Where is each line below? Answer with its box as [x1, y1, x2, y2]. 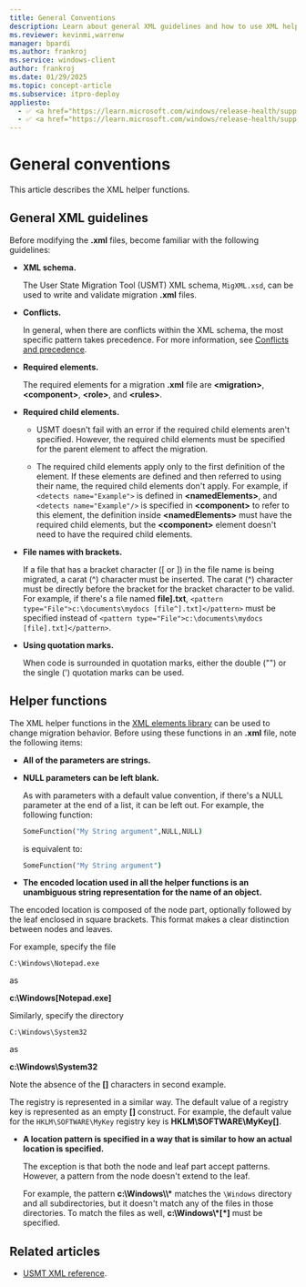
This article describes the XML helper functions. [9, 184, 190, 196]
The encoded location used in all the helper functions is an [22, 877, 249, 888]
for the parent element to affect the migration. [36, 443, 209, 454]
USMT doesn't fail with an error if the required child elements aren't [36, 424, 291, 435]
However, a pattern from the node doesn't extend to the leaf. [22, 1170, 250, 1181]
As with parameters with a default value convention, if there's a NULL [22, 789, 284, 801]
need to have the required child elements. [36, 529, 193, 540]
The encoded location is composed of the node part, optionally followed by [9, 905, 291, 916]
